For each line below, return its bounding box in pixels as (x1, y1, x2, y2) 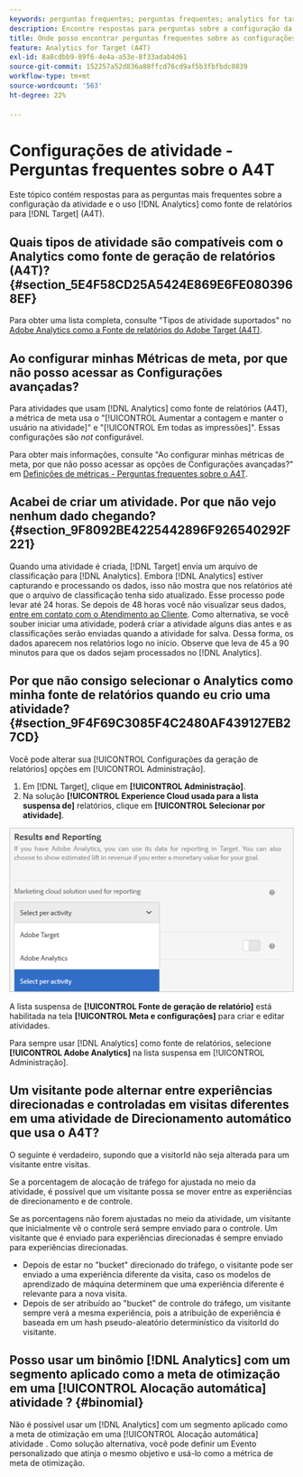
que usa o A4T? (9, 1125, 100, 1141)
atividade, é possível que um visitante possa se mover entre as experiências (9, 1185, 293, 1196)
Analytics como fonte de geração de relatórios (9, 248, 276, 264)
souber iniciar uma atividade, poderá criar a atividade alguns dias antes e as (9, 618, 292, 629)
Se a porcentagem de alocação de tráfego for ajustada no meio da (9, 1176, 257, 1187)
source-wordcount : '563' (9, 81, 103, 90)
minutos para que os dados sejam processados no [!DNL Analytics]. (9, 646, 262, 658)
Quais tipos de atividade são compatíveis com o (9, 235, 284, 250)
